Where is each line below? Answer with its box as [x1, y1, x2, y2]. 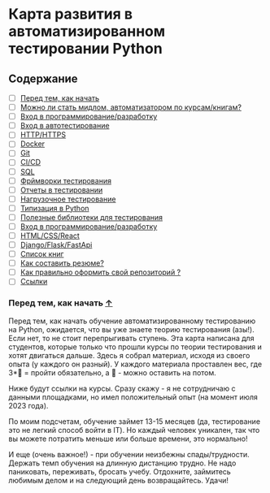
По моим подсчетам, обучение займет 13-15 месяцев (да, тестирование [8, 416, 261, 426]
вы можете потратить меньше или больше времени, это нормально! [8, 434, 248, 443]
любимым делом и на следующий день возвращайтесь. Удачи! [8, 475, 229, 485]
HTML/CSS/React [20, 231, 80, 240]
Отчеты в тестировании [20, 184, 103, 195]
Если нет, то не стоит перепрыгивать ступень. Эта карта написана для [8, 333, 255, 343]
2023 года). [8, 400, 49, 410]
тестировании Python [8, 40, 163, 58]
